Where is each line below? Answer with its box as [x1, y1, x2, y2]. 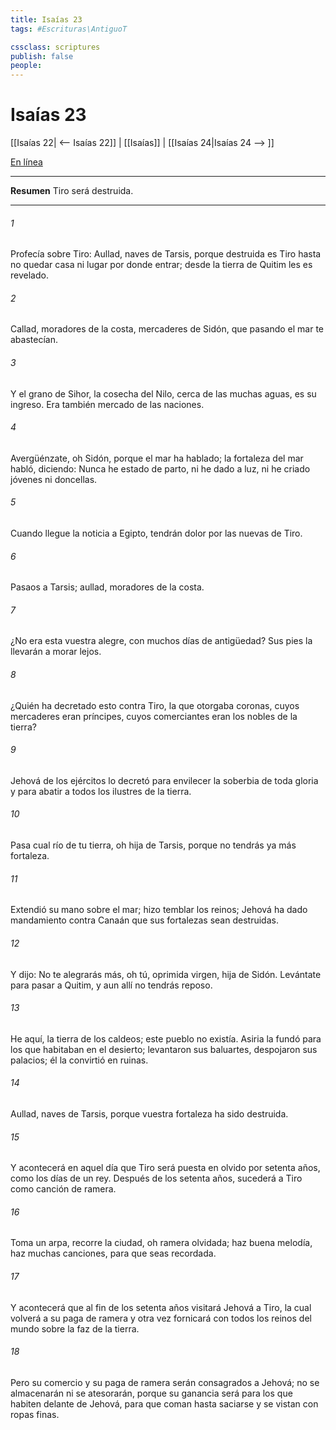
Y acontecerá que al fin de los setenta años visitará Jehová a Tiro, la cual [10, 1301, 312, 1313]
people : [10, 61, 43, 71]
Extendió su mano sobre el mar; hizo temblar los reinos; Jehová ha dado [10, 904, 308, 916]
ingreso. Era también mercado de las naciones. [10, 398, 205, 410]
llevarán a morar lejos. [10, 646, 102, 658]
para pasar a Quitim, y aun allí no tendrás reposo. [10, 979, 213, 991]
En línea [10, 156, 43, 168]
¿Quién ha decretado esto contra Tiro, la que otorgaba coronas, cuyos [10, 699, 300, 711]
